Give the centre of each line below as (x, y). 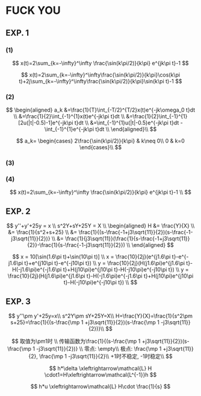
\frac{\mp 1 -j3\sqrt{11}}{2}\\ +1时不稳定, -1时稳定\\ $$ (106, 356)
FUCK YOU (33, 11)
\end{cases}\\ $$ (100, 147)
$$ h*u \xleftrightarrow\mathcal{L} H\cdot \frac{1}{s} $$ (100, 386)
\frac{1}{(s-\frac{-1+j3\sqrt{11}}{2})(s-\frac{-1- (136, 232)
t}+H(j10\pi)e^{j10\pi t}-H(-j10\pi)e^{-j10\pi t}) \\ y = (126, 270)
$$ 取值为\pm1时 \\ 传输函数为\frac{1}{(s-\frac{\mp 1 (76, 341)
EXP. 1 (17, 33)
